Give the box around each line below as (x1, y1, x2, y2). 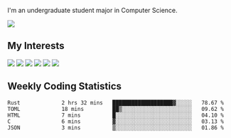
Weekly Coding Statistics (7, 80, 122, 92)
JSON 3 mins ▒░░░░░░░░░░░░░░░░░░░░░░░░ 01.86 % (7, 124, 224, 131)
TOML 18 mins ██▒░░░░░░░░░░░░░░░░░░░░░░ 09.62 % (7, 105, 224, 112)
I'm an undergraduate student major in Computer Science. (7, 6, 178, 14)
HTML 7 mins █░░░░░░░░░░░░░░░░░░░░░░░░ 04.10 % (7, 112, 224, 119)
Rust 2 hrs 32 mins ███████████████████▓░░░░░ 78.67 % (7, 99, 224, 106)
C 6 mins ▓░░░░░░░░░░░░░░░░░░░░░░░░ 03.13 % (7, 117, 224, 125)
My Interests (7, 40, 65, 52)
